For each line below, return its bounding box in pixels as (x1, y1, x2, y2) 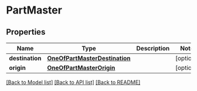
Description (136, 45, 170, 52)
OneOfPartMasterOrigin (47, 64, 116, 72)
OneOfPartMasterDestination (47, 54, 131, 62)
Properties (6, 27, 46, 37)
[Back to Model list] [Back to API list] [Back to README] (6, 79, 141, 86)
